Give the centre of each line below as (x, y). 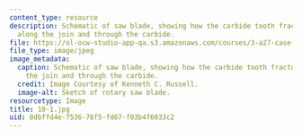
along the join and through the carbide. (96, 34)
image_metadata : (40, 59)
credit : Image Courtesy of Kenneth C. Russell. (108, 84)
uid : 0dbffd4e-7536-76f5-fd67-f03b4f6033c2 (92, 117)
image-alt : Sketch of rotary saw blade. (94, 92)
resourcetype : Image (48, 101)
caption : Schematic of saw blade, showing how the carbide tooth (142, 68)
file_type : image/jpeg (52, 51)
